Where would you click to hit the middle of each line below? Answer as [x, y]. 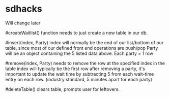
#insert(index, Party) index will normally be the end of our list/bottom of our [84, 42]
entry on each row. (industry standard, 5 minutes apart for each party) [79, 79]
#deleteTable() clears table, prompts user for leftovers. [62, 89]
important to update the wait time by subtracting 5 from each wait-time [80, 74]
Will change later [23, 23]
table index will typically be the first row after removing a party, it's [75, 69]
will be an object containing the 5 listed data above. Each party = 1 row [79, 53]
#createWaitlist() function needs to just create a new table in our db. [77, 33]
